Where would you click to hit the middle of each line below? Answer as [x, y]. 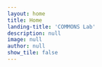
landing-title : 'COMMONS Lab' [52, 27]
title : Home [25, 20]
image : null [25, 40]
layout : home [26, 14]
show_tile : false [33, 53]
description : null [34, 33]
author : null [26, 46]
